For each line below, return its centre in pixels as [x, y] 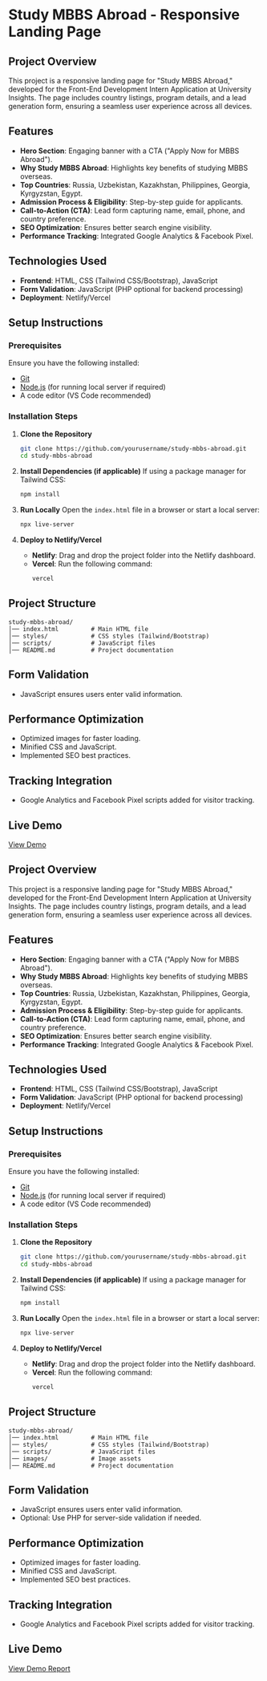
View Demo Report [39, 1668]
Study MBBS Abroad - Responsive [124, 15]
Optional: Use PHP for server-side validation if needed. [111, 1518]
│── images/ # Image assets [75, 1458]
